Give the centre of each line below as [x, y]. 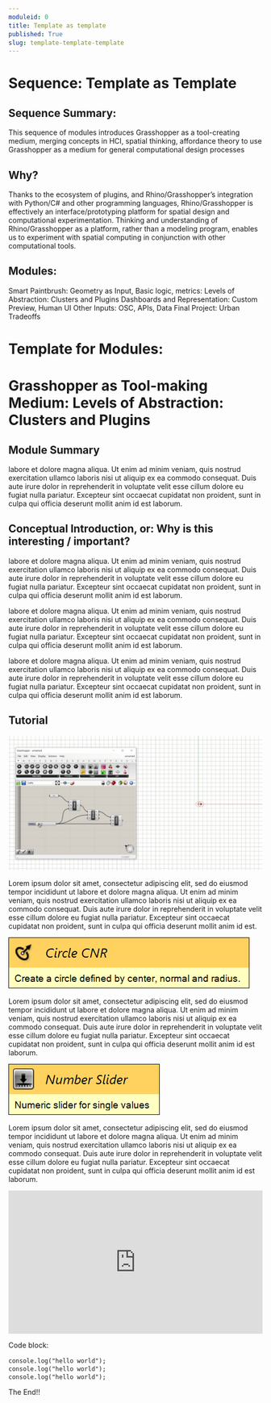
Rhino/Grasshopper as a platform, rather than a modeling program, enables [133, 229]
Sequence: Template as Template [123, 84]
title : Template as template [57, 25]
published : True [35, 34]
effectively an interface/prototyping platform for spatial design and [119, 212]
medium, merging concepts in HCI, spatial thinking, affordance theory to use [135, 141]
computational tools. [42, 246]
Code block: [29, 1345]
